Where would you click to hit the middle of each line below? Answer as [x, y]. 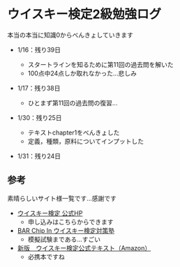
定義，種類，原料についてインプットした [86, 141]
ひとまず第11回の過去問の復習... [73, 102]
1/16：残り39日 [39, 49]
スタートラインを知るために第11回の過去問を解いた [100, 64]
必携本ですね [46, 257]
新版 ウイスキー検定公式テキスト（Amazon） [84, 247]
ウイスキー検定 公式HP [50, 213]
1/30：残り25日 [39, 117]
